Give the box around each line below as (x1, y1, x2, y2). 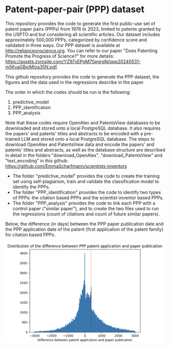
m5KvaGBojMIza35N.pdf (5, 64, 57, 70)
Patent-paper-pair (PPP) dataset (5, 4, 145, 15)
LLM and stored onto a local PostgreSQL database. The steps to (21, 136, 155, 142)
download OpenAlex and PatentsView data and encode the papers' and (5, 141, 155, 147)
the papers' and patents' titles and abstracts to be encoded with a (5, 130, 143, 136)
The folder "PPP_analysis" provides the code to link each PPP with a (12, 200, 156, 206)
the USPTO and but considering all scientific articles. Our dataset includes (5, 31, 160, 37)
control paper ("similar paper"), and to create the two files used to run (12, 205, 159, 211)
